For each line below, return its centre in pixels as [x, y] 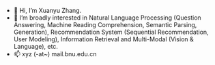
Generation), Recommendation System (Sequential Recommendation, [111, 32]
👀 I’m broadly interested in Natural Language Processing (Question [107, 18]
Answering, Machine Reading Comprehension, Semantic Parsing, [105, 25]
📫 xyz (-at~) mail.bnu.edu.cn [55, 54]
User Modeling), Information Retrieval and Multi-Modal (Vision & [104, 39]
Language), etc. [35, 46]
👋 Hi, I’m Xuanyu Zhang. [47, 10]
